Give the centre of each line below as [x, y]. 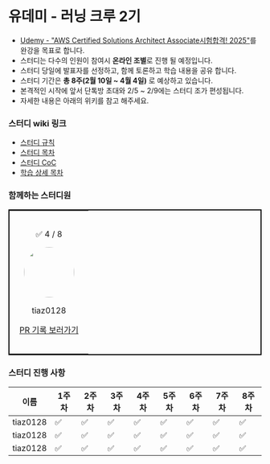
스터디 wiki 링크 [37, 123]
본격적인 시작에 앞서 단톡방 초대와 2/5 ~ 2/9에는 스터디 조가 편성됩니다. [132, 90]
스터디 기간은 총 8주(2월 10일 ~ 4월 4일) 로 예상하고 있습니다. [116, 80]
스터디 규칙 [37, 142]
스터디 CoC [38, 162]
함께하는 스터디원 [40, 195]
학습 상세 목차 [41, 173]
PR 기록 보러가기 [49, 330]
